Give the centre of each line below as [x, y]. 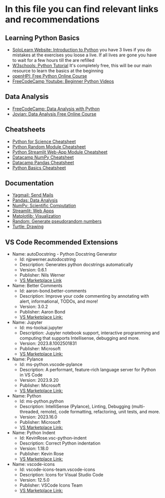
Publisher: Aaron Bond [42, 312]
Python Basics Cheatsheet [39, 168]
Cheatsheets [25, 130]
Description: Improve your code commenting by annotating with [84, 296]
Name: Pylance [28, 359]
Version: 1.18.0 [34, 449]
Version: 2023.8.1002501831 [48, 343]
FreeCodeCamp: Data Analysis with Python [56, 109]
